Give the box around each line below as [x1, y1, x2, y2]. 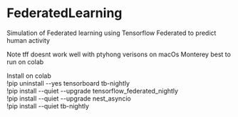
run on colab [6, 57, 44, 66]
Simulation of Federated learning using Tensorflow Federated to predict [6, 29, 217, 37]
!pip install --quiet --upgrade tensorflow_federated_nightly [6, 86, 179, 95]
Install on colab [6, 71, 51, 80]
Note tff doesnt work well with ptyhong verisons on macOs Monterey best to [6, 50, 231, 58]
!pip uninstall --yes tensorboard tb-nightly [6, 78, 130, 87]
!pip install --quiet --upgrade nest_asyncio [6, 94, 131, 103]
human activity [6, 36, 51, 44]
